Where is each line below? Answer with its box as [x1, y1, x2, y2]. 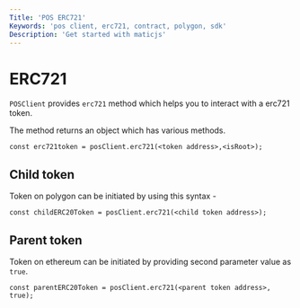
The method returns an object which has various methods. [9, 125, 226, 136]
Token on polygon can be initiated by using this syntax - [9, 190, 217, 202]
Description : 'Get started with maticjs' [9, 30, 167, 39]
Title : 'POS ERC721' [9, 13, 87, 22]
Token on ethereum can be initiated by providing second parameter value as [9, 256, 292, 267]
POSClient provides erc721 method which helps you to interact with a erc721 [9, 98, 290, 109]
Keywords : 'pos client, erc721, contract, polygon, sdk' [9, 22, 227, 31]
